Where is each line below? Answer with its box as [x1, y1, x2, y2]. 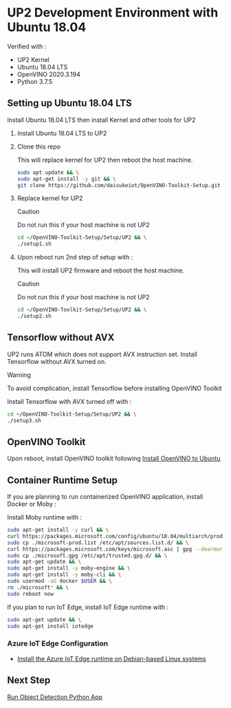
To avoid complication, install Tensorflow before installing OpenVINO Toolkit [7, 384, 222, 392]
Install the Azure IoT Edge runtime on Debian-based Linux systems [16, 654, 206, 663]
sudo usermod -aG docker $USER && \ [7, 578, 112, 585]
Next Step [7, 674, 51, 686]
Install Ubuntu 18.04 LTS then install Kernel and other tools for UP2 [7, 116, 196, 124]
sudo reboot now [7, 590, 54, 597]
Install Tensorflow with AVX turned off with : [7, 397, 132, 405]
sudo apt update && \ [16, 169, 80, 176]
